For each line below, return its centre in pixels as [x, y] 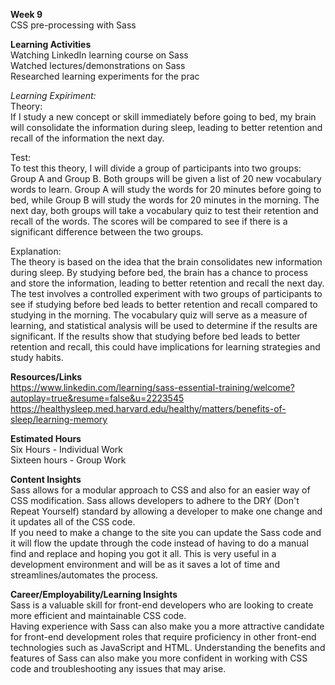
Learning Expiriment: [53, 95]
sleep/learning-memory [59, 419]
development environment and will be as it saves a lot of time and [145, 564]
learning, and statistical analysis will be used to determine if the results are [164, 325]
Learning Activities [51, 44]
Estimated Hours [46, 438]
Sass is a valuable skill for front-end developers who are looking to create [162, 605]
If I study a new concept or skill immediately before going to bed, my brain [163, 117]
